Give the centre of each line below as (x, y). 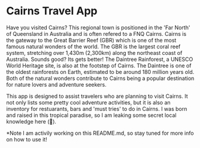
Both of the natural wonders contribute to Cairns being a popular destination (100, 78)
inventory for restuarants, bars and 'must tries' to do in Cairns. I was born (97, 109)
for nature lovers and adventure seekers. (56, 84)
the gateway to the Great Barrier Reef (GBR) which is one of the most (91, 40)
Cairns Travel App (52, 11)
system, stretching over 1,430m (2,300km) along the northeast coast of (94, 53)
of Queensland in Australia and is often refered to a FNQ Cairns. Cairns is (96, 33)
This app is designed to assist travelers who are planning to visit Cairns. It (97, 96)
